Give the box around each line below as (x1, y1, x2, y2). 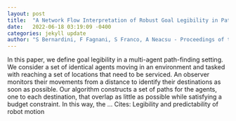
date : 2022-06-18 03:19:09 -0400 (7, 23, 112, 30)
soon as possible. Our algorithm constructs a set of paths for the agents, (7, 85, 218, 94)
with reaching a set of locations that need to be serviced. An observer (7, 71, 210, 79)
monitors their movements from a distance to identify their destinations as (7, 78, 221, 86)
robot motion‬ (7, 108, 45, 116)
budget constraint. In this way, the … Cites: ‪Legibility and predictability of (7, 100, 219, 108)
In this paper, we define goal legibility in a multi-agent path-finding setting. (7, 55, 223, 64)
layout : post (7, 10, 46, 17)
